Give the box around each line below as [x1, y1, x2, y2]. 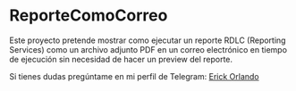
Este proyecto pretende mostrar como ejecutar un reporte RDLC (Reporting [9, 35, 286, 45]
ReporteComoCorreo [9, 5, 168, 26]
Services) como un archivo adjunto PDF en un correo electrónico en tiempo [9, 44, 288, 54]
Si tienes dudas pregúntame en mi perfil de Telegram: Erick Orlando [9, 70, 259, 81]
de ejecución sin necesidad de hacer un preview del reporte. [9, 54, 233, 64]
